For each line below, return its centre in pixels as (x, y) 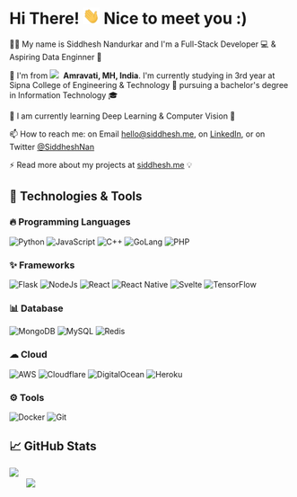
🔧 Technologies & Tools (76, 196)
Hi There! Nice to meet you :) (128, 18)
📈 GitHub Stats (53, 446)
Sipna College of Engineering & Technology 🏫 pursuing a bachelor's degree (149, 85)
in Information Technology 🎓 (64, 95)
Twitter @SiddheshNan (52, 147)
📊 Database (37, 308)
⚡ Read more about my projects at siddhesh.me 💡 (101, 165)
